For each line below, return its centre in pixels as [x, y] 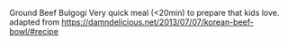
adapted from [35, 22]
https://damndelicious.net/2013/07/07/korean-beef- [157, 22]
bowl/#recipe [34, 31]
